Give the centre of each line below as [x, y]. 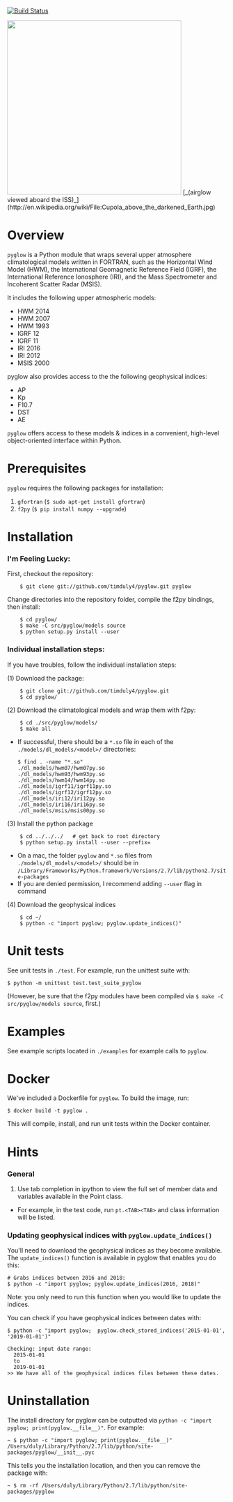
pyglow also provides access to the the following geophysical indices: [107, 376]
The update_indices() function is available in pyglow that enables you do [112, 1258]
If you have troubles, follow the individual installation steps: [92, 665]
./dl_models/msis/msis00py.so [61, 811]
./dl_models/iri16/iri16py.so [61, 805]
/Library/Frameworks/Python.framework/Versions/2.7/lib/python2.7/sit [122, 871]
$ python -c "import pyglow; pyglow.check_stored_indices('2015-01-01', [116, 1331]
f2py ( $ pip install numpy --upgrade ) [72, 509]
